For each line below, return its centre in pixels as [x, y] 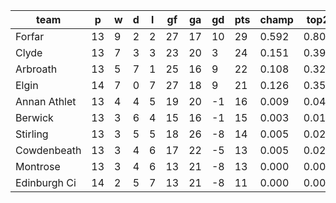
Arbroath [36, 69]
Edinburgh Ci [46, 182]
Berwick [34, 117]
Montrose [38, 166]
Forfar [30, 36]
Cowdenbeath [48, 150]
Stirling [32, 134]
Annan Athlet [46, 101]
